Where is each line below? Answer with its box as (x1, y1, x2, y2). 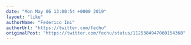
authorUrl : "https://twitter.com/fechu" (6, 25, 107, 31)
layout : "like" (6, 14, 44, 20)
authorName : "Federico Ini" (6, 19, 75, 25)
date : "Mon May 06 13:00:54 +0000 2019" (6, 8, 107, 15)
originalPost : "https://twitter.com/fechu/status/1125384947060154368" (6, 30, 186, 36)
